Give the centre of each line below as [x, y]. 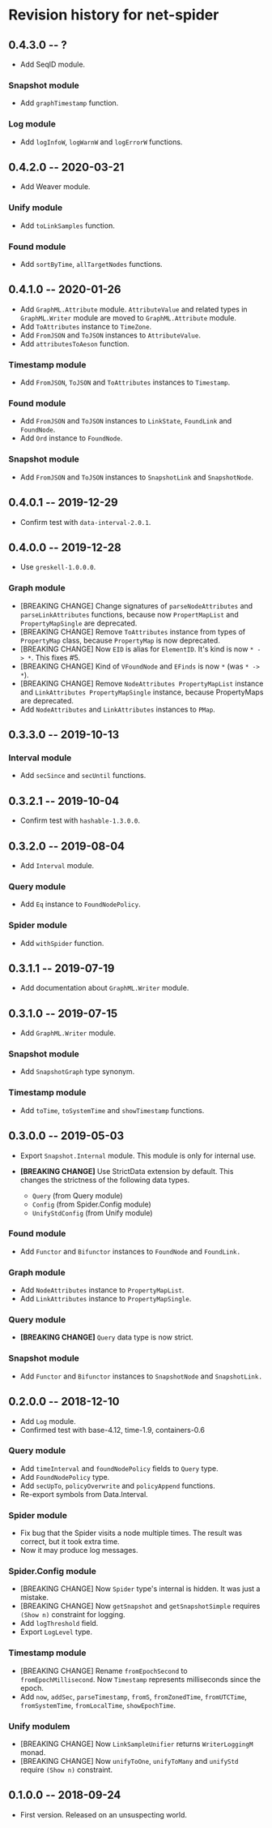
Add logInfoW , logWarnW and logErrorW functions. [101, 142]
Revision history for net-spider [114, 15]
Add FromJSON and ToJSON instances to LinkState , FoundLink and [126, 421]
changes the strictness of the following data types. [105, 1180]
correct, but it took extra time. [70, 1542]
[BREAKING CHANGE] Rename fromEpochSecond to [104, 1671]
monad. [33, 1753]
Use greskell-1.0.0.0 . [58, 567]
